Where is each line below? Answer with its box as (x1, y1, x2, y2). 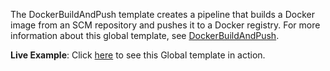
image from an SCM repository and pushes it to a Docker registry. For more (10, 19, 321, 31)
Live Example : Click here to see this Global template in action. (10, 49, 266, 61)
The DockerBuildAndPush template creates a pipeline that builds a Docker (10, 9, 315, 20)
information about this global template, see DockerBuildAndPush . (10, 30, 280, 41)
